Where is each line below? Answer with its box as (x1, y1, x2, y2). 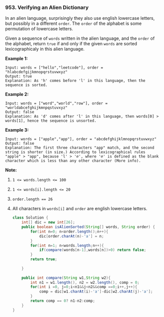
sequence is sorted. (5, 82, 48, 88)
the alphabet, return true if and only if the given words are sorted (5, 41, 138, 47)
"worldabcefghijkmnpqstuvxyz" (5, 105, 68, 110)
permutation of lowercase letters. (5, 26, 74, 32)
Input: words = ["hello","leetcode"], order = (5, 65, 103, 71)
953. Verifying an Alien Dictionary (5, 4, 89, 11)
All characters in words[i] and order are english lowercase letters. (12, 206, 148, 212)
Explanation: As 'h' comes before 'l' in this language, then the (5, 79, 146, 83)
